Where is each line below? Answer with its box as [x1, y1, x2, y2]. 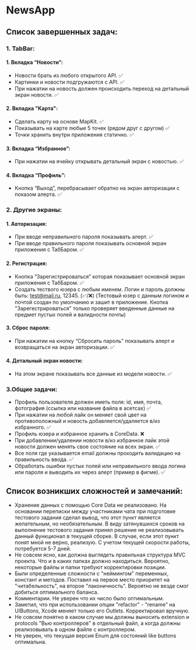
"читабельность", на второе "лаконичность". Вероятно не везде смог [14, 583, 189, 590]
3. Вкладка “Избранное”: [6, 145, 71, 152]
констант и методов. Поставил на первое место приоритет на [14, 576, 170, 583]
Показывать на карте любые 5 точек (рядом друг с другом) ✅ [14, 124, 170, 132]
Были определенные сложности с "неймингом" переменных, [14, 570, 169, 577]
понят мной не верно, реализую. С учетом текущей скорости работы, [14, 539, 190, 546]
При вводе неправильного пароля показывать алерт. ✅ [14, 233, 154, 240]
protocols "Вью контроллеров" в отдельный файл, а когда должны [14, 620, 181, 627]
